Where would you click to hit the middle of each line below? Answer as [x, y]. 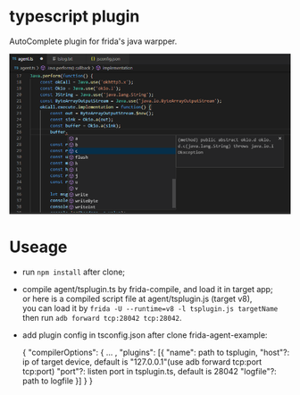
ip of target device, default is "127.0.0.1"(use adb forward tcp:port [142, 362]
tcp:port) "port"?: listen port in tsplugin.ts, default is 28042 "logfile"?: [149, 372]
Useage [38, 247]
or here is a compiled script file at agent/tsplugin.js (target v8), [137, 299]
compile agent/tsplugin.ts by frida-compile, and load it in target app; [148, 290]
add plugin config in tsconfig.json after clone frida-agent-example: [145, 335]
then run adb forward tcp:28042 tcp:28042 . [102, 318]
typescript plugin [75, 17]
